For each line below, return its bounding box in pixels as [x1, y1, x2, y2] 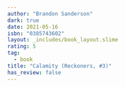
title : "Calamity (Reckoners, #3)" [7, 62, 112, 69]
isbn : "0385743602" [7, 29, 65, 37]
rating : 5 [7, 43, 37, 50]
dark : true [7, 17, 40, 24]
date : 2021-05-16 [7, 23, 59, 30]
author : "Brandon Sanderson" [7, 10, 93, 18]
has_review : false [7, 69, 61, 76]
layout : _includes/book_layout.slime [7, 36, 119, 43]
